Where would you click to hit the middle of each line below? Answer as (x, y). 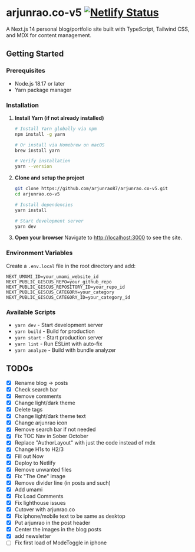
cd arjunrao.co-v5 (37, 194)
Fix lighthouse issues (40, 502)
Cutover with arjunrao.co (45, 509)
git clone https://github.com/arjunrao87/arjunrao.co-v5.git (91, 189)
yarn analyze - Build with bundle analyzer (65, 350)
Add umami (29, 489)
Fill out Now (29, 456)
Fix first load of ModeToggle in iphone (61, 543)
